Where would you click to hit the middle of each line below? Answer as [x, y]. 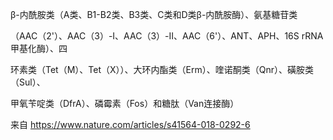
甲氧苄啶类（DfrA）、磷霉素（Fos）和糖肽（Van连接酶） [125, 103]
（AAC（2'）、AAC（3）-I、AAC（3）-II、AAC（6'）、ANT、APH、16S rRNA [167, 36]
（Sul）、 [28, 82]
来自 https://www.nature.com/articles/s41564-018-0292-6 [130, 124]
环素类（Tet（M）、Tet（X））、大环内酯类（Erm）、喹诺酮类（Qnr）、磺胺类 [162, 69]
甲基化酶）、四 [39, 48]
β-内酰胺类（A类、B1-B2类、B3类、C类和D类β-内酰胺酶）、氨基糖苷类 [154, 14]
